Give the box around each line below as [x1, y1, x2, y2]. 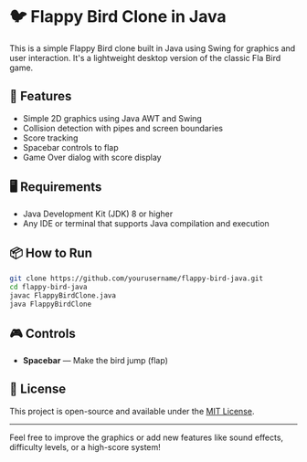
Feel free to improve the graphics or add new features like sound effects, [9, 432, 284, 443]
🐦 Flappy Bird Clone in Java [9, 6, 227, 27]
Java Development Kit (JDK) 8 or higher [22, 208, 174, 219]
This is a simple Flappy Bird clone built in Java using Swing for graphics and [9, 42, 296, 54]
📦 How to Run [9, 245, 93, 260]
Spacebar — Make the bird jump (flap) [22, 354, 169, 365]
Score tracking [22, 132, 79, 143]
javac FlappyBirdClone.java [9, 291, 117, 300]
